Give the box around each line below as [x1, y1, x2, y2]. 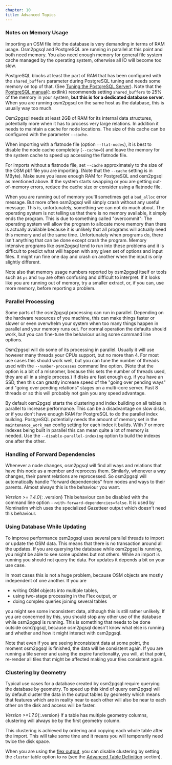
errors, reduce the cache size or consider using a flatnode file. [30, 184, 162, 190]
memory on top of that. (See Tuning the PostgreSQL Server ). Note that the [5, 83, 162, 90]
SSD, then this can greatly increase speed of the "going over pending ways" [5, 379, 166, 385]
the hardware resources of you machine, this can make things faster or [5, 315, 155, 321]
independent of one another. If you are [5, 577, 87, 583]
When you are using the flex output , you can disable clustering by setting [5, 748, 160, 754]
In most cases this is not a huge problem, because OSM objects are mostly [5, 572, 163, 578]
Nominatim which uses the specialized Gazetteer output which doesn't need [5, 505, 166, 511]
